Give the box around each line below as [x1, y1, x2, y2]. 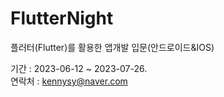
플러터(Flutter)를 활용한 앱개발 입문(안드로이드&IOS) [10, 41, 215, 53]
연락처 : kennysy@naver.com [10, 75, 128, 87]
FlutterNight [10, 7, 114, 30]
